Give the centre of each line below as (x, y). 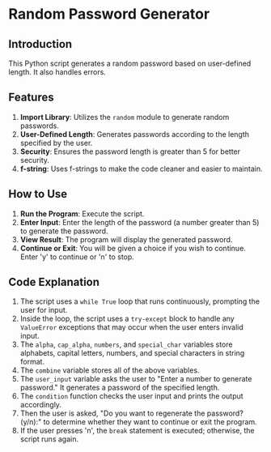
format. (32, 362)
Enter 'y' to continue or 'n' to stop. (77, 257)
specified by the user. (56, 143)
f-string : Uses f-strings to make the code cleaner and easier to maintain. (141, 168)
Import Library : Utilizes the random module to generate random (125, 117)
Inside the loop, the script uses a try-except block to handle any (127, 319)
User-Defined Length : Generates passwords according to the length (134, 134)
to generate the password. (64, 231)
